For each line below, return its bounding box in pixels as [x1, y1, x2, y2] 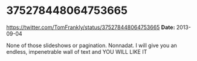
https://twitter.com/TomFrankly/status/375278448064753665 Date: [6, 24, 175, 31]
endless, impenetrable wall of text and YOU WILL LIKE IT [6, 48, 147, 55]
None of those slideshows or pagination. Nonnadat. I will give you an [6, 42, 177, 49]
